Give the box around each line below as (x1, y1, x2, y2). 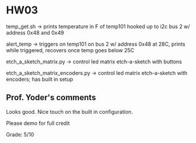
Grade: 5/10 (6, 131, 35, 138)
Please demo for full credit (6, 120, 70, 127)
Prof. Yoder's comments (6, 93, 97, 103)
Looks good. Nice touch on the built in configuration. (6, 108, 133, 115)
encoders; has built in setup (6, 76, 73, 83)
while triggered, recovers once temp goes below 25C (6, 46, 135, 53)
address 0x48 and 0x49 (6, 29, 64, 36)
